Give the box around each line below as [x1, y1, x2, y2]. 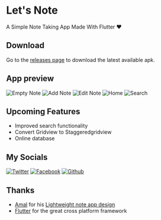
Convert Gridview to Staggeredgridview [14, 128, 112, 136]
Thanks [6, 185, 35, 195]
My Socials [6, 152, 48, 162]
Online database [14, 135, 55, 142]
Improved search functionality [14, 122, 88, 130]
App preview [6, 74, 54, 84]
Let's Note [6, 4, 58, 17]
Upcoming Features [6, 106, 80, 117]
